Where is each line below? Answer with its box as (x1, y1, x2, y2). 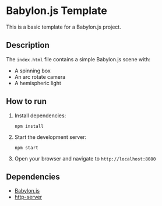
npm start (14, 145, 39, 151)
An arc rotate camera (14, 73, 66, 80)
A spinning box (14, 67, 51, 74)
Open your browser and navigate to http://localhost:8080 (14, 155, 156, 162)
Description (6, 40, 50, 50)
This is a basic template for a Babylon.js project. (6, 23, 121, 30)
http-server (14, 194, 43, 201)
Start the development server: (14, 133, 87, 141)
